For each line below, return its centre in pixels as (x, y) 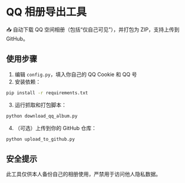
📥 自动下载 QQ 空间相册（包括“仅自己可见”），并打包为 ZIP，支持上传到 (93, 29)
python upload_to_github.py (41, 139)
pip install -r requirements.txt (47, 93)
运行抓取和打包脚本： (40, 105)
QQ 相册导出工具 (47, 12)
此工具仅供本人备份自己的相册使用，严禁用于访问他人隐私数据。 (83, 174)
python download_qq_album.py (42, 116)
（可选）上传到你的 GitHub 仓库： (56, 128)
